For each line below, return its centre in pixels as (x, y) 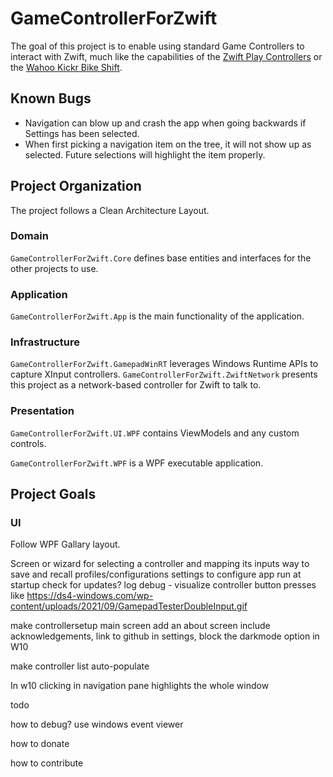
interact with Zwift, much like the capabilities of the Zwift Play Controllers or (166, 56)
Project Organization (76, 186)
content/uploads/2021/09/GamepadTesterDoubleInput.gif (129, 606)
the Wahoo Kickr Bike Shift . (66, 67)
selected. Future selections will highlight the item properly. (145, 154)
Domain (29, 236)
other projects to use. (54, 268)
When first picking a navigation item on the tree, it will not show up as (168, 144)
